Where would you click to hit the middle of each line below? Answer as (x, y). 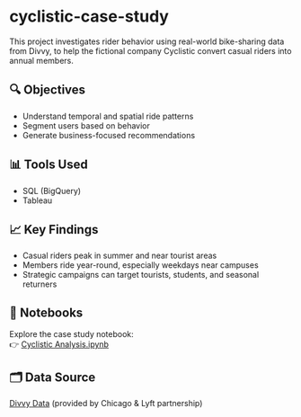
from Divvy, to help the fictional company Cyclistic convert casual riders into (150, 50)
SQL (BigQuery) (52, 191)
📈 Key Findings (54, 230)
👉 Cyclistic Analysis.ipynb (59, 344)
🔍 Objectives (48, 90)
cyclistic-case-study (89, 17)
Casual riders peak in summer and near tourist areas (120, 256)
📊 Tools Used (49, 165)
